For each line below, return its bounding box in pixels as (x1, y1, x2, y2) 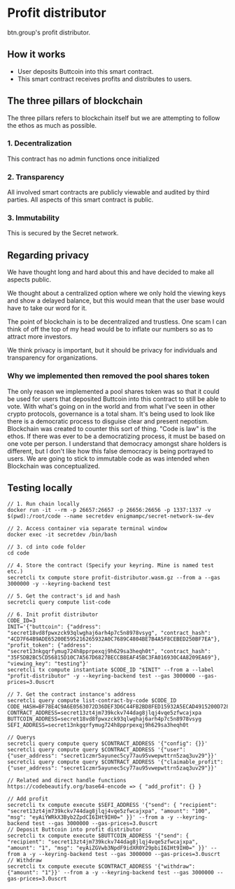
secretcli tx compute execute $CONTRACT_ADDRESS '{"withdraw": (7, 863, 196, 870)
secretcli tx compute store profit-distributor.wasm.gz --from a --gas (7, 574, 220, 581)
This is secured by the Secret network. (7, 229, 119, 237)
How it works (7, 48, 66, 60)
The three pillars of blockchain (7, 95, 143, 107)
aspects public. (7, 275, 51, 284)
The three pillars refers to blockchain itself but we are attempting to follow (7, 114, 220, 122)
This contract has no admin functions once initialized (7, 154, 159, 163)
